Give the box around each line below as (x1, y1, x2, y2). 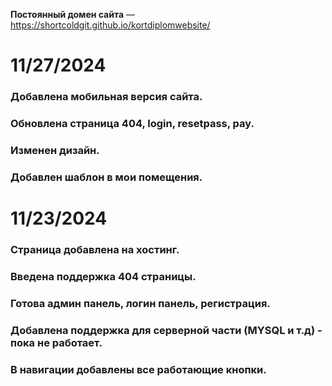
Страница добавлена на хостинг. (10, 242, 180, 256)
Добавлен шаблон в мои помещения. (10, 170, 203, 184)
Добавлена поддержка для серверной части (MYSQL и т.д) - (10, 323, 323, 337)
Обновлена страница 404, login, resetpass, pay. (10, 117, 255, 131)
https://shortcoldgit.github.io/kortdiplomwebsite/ (10, 19, 211, 31)
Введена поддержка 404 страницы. (10, 269, 197, 283)
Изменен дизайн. (10, 143, 100, 157)
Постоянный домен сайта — (10, 9, 135, 20)
